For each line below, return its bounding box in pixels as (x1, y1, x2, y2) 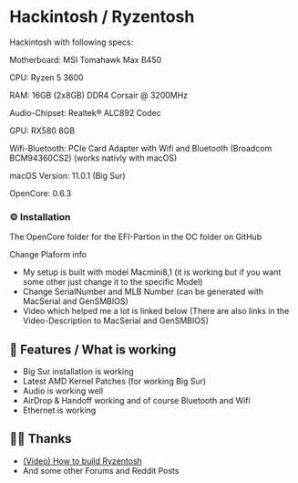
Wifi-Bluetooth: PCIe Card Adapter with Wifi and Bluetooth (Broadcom (9, 142, 272, 153)
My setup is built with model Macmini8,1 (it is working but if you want (22, 267, 282, 278)
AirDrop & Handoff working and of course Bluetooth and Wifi (22, 395, 251, 406)
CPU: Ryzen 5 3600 (9, 71, 84, 83)
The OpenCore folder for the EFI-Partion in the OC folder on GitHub (9, 231, 262, 243)
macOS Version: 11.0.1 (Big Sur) (9, 170, 126, 181)
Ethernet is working (22, 404, 97, 416)
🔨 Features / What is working (9, 341, 177, 357)
